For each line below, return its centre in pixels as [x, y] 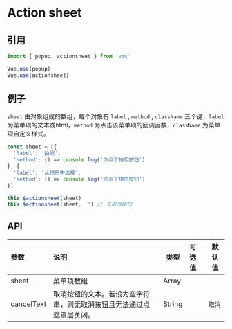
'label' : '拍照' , [37, 154]
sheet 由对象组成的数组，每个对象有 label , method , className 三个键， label [116, 116]
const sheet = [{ [32, 147]
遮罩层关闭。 [74, 315]
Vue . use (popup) [29, 69]
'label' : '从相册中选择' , [47, 172]
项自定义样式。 [28, 134]
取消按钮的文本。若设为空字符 [101, 294]
